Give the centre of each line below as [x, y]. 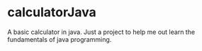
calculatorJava [52, 12]
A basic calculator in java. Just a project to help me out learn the [101, 32]
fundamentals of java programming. [60, 39]
